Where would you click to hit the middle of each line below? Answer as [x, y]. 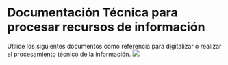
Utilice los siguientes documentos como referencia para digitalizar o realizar [114, 46]
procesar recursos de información [106, 27]
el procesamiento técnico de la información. [69, 54]
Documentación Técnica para [92, 13]
